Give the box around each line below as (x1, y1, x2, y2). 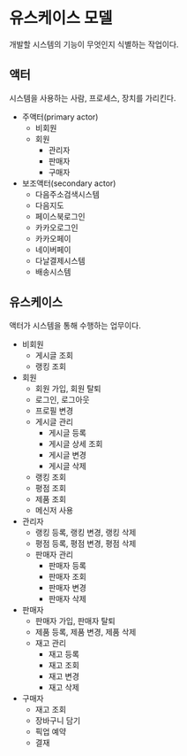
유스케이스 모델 (9, 8, 113, 28)
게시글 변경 (48, 449, 86, 460)
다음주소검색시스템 (34, 189, 100, 199)
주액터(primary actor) (21, 112, 99, 122)
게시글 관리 (34, 416, 73, 427)
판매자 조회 (48, 571, 86, 582)
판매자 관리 (34, 549, 73, 559)
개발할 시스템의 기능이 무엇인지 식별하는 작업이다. (9, 39, 179, 50)
